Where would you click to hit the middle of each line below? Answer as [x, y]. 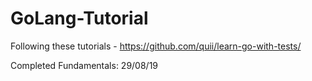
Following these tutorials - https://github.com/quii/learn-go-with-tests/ [156, 46]
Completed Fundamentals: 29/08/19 [84, 65]
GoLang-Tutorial [79, 18]
